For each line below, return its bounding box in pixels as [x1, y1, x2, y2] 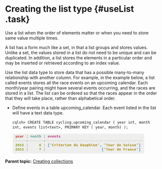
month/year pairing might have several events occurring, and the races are [5, 85, 156, 91]
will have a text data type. [12, 110, 64, 115]
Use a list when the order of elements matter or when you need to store [5, 30, 149, 36]
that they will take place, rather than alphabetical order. [5, 95, 116, 101]
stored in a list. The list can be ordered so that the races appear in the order [5, 90, 157, 96]
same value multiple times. [5, 35, 59, 41]
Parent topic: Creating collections [5, 158, 73, 164]
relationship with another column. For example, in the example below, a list [5, 75, 155, 80]
